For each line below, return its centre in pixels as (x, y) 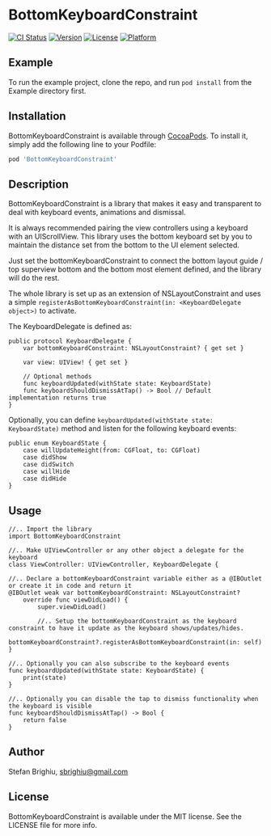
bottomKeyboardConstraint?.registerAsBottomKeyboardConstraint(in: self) (135, 643)
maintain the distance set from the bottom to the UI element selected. (124, 245)
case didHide (45, 479)
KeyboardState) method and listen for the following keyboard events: (123, 429)
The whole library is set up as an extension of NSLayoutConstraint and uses (135, 293)
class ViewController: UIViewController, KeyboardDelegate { (114, 565)
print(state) (45, 678)
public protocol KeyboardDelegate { (70, 341)
